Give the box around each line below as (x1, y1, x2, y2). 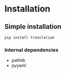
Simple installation (4, 23, 62, 31)
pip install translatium (4, 35, 54, 40)
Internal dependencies (4, 47, 59, 53)
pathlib (11, 58, 26, 63)
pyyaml (11, 62, 26, 68)
